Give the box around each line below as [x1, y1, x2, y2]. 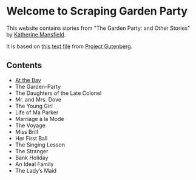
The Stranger [15, 147, 49, 154]
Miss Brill [15, 128, 38, 135]
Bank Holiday [15, 154, 49, 161]
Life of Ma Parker [15, 108, 59, 116]
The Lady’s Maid [15, 167, 56, 174]
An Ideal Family [15, 160, 54, 168]
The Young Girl [15, 102, 53, 109]
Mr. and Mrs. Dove [15, 95, 62, 103]
